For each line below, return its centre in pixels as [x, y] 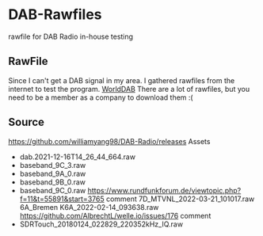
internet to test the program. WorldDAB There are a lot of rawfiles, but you [129, 89]
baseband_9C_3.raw [53, 165]
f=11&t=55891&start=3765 [62, 199]
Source [27, 122]
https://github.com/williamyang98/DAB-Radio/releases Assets [109, 141]
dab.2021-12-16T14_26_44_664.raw [78, 157]
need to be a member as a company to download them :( [101, 97]
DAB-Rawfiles [55, 15]
